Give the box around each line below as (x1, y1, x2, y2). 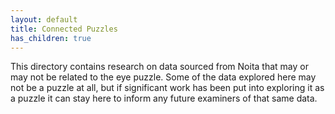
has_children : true (10, 33, 92, 43)
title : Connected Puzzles (10, 24, 118, 34)
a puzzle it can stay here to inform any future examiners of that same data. (10, 92, 318, 105)
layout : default (10, 14, 78, 25)
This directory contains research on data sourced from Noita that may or (10, 61, 309, 73)
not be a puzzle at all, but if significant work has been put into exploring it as (10, 82, 325, 94)
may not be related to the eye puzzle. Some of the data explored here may (10, 71, 317, 83)
